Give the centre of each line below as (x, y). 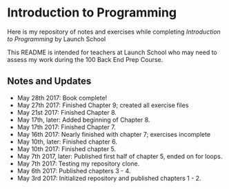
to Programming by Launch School (57, 38)
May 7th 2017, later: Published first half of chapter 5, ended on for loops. (120, 156)
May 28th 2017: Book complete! (62, 98)
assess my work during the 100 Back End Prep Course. (85, 59)
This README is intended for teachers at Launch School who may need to (112, 52)
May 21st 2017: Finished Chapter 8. (67, 112)
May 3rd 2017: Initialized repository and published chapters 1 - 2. (109, 178)
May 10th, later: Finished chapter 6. (67, 142)
